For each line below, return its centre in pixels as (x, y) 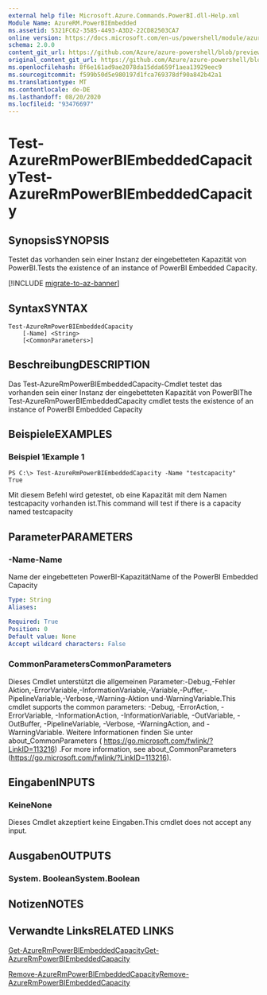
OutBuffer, (25, 723)
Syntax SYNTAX (48, 308)
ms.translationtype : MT (48, 82)
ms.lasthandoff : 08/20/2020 (55, 97)
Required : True (33, 621)
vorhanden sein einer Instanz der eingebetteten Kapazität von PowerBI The (130, 392)
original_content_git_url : (53, 60)
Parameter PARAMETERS (71, 537)
